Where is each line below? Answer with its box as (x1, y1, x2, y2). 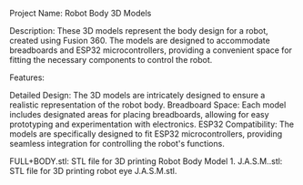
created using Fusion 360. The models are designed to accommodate (9, 36, 270, 46)
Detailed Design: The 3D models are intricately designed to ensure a (9, 90, 266, 100)
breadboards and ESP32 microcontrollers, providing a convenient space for (9, 45, 293, 56)
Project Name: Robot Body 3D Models (9, 8, 152, 18)
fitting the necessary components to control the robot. (9, 55, 213, 65)
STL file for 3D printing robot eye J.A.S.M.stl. (9, 166, 177, 176)
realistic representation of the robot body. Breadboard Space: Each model (9, 99, 287, 110)
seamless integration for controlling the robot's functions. (9, 139, 225, 149)
